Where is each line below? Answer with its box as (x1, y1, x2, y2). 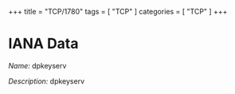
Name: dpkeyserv (8, 61, 67, 70)
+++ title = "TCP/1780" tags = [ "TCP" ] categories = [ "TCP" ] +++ (8, 7, 228, 16)
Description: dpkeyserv (8, 76, 85, 86)
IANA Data (8, 35, 79, 53)
